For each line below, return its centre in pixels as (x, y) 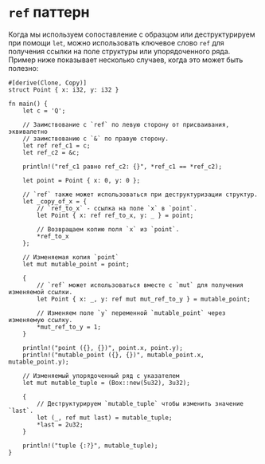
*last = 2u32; (60, 425)
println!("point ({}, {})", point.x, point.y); (103, 348)
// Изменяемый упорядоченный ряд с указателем (101, 376)
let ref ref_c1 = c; (57, 145)
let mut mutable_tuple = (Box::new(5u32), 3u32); (107, 383)
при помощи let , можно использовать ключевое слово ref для (116, 42)
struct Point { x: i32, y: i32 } (64, 90)
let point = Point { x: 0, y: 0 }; (82, 180)
